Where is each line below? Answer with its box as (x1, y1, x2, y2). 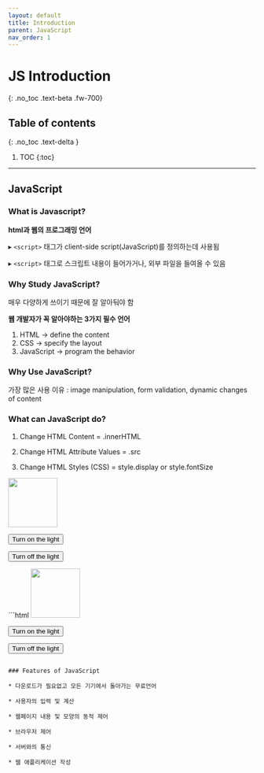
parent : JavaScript (8, 26, 72, 34)
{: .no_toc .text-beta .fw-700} (8, 94, 104, 103)
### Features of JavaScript (8, 667, 101, 675)
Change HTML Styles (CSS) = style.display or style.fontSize (19, 462, 214, 472)
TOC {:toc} (19, 153, 55, 161)
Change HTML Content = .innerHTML (19, 431, 141, 441)
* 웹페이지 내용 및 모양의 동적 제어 (8, 712, 108, 720)
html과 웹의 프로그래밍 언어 (8, 225, 92, 235)
